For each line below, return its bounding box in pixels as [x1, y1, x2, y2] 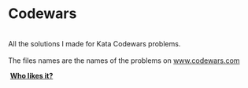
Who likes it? [9, 71, 54, 80]
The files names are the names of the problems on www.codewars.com [8, 56, 240, 65]
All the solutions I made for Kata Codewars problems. [8, 38, 181, 48]
